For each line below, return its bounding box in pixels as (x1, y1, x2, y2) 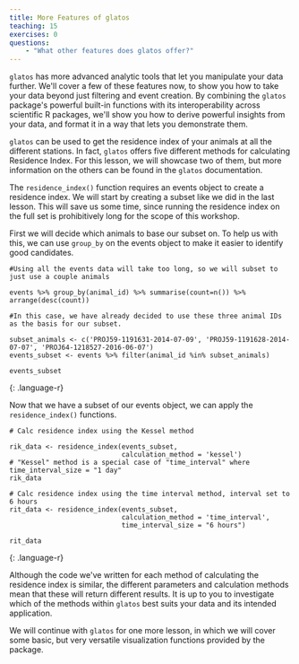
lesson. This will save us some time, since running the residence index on (9, 201, 280, 212)
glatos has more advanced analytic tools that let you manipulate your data (9, 71, 284, 82)
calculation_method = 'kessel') (121, 450, 243, 459)
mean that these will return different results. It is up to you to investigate (9, 589, 275, 599)
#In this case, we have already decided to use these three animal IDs (9, 311, 282, 321)
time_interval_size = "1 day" (9, 466, 123, 476)
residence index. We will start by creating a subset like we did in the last (9, 192, 275, 203)
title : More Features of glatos (9, 13, 130, 22)
